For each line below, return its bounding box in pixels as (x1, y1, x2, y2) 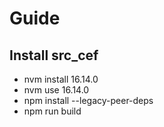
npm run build (23, 105, 82, 117)
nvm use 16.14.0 (23, 84, 90, 96)
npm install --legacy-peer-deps (23, 95, 154, 106)
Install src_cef (9, 47, 99, 64)
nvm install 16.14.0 (23, 73, 99, 85)
